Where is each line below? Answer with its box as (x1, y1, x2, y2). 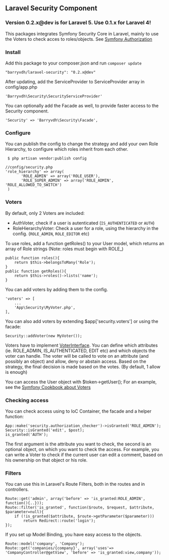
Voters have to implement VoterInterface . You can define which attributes (5, 342, 158, 348)
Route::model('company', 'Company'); (5, 541, 85, 546)
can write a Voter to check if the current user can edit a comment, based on (5, 452, 163, 458)
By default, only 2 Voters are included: (5, 210, 85, 216)
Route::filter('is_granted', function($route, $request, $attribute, (5, 505, 155, 510)
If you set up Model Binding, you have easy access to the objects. (5, 532, 142, 538)
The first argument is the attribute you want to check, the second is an (5, 441, 151, 447)
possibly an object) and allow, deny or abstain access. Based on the (5, 358, 146, 364)
